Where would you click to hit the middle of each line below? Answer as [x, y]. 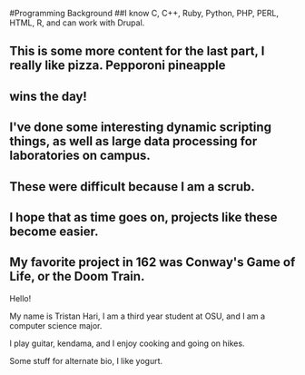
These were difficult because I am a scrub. [133, 187]
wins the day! [49, 96]
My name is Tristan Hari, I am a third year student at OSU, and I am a [138, 316]
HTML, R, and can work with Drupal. [77, 23]
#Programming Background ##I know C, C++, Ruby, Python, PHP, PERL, [144, 13]
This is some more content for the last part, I [137, 51]
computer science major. [56, 325]
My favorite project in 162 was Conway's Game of [152, 262]
